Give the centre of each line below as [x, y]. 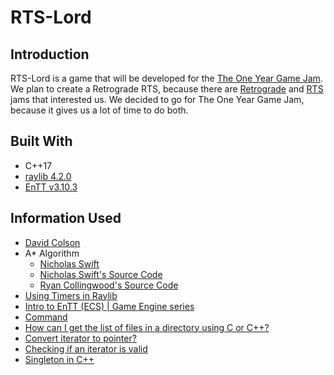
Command [46, 317]
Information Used [66, 218]
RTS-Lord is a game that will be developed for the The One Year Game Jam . [166, 78]
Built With [41, 141]
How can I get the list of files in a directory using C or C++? [147, 327]
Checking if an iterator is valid [86, 348]
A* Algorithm [52, 253]
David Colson [52, 242]
